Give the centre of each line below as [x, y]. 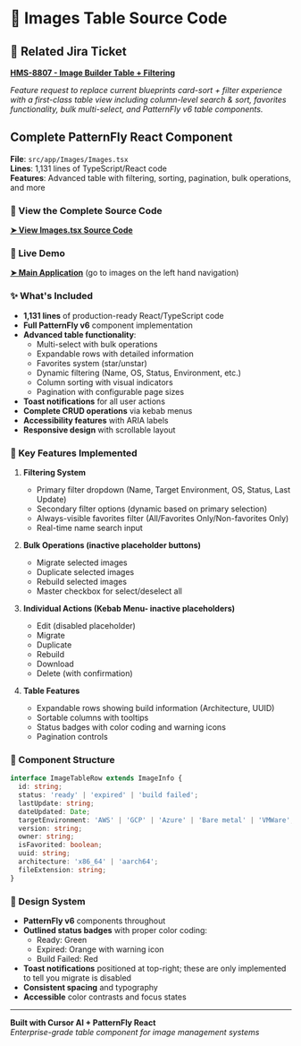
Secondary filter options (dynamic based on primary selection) [152, 509]
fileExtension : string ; [62, 870]
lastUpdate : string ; [56, 803]
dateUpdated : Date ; [54, 811]
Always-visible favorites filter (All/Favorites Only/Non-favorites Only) [163, 518]
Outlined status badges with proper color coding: [115, 930]
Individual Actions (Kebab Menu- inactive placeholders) [129, 609]
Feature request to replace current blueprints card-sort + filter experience [146, 90]
